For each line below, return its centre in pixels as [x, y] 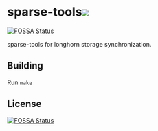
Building [25, 66]
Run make [20, 82]
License [24, 104]
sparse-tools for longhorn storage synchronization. [79, 44]
